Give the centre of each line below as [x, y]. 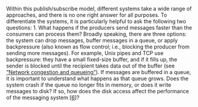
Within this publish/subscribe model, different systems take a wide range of [99, 9]
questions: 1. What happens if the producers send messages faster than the [99, 27]
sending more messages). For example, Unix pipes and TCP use [85, 53]
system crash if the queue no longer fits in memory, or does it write [89, 85]
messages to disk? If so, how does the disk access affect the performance [98, 91]
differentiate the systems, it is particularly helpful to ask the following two [96, 21]
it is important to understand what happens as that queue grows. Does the [98, 78]
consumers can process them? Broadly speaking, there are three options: [96, 34]
